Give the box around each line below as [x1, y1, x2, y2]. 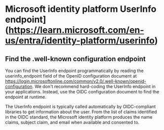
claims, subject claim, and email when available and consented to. [5, 120, 140, 125]
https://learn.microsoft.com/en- [8, 25, 144, 36]
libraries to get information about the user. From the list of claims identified [5, 109, 157, 115]
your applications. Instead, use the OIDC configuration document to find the [5, 89, 160, 94]
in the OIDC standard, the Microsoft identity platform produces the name [5, 114, 153, 120]
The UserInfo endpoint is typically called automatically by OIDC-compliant [5, 104, 156, 109]
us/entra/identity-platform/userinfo [5, 35, 155, 46]
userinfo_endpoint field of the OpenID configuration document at [5, 73, 137, 79]
